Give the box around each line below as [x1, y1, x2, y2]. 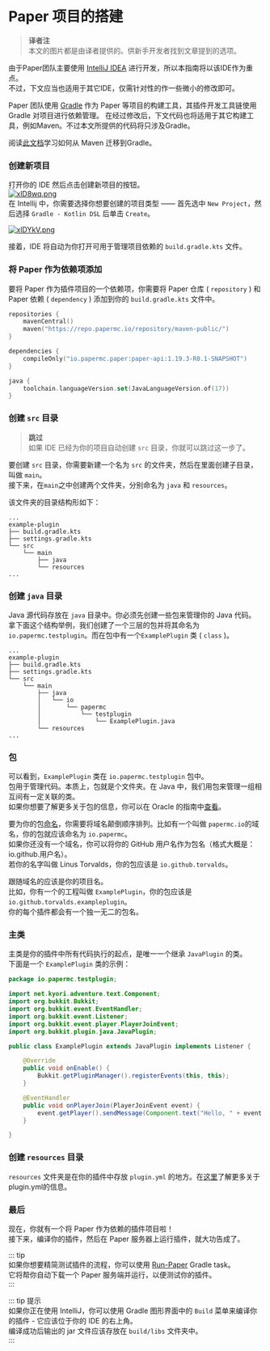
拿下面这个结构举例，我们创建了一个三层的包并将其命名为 [8, 620, 200, 629]
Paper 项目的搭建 [8, 7, 124, 26]
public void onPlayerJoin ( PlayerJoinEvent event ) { [23, 1101, 200, 1109]
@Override [23, 1057, 57, 1065]
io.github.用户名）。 [8, 849, 72, 859]
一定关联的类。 [29, 792, 79, 802]
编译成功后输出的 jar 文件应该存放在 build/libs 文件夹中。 [8, 1326, 203, 1336]
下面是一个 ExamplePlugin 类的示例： [8, 959, 131, 969]
